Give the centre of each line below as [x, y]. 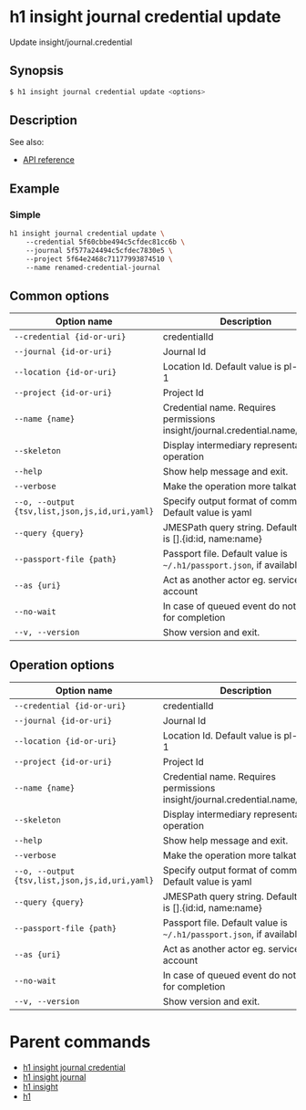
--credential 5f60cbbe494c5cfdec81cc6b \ [105, 242]
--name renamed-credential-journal [93, 267]
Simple [25, 215]
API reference [48, 160]
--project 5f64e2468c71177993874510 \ [99, 259]
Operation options [62, 665]
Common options [59, 295]
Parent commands [80, 1042]
